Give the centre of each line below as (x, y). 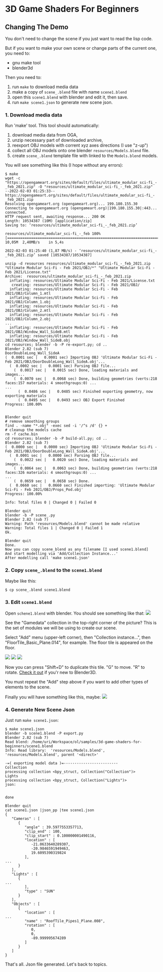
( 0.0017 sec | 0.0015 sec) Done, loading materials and (76, 370)
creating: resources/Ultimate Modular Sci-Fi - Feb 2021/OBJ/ (75, 285)
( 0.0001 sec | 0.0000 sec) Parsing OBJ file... (63, 456)
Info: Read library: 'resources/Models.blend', (55, 751)
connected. (16, 213)
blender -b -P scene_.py (30, 515)
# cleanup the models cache (33, 430)
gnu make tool (26, 63)
